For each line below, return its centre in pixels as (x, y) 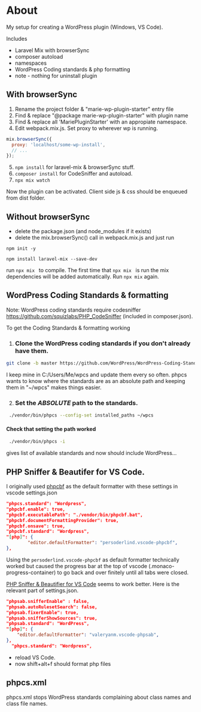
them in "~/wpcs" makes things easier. (54, 388)
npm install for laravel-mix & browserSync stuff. (75, 167)
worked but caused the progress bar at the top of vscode (77, 566)
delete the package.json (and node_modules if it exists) (83, 231)
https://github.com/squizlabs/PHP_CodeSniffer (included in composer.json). (100, 316)
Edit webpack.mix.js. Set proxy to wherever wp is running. (86, 128)
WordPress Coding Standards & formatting (87, 295)
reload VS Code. (35, 657)
